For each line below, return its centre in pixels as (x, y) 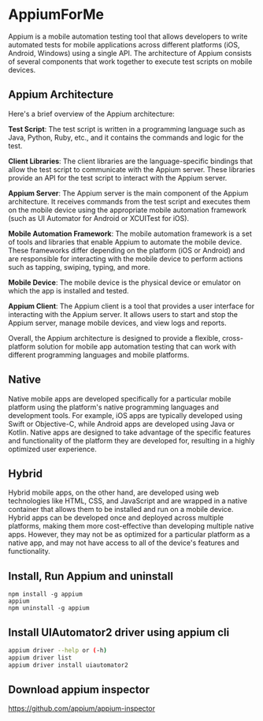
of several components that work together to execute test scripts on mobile (130, 62)
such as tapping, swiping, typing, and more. (80, 267)
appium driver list (40, 657)
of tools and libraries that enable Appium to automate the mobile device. (125, 241)
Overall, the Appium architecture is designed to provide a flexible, (114, 338)
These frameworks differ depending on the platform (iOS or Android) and (127, 250)
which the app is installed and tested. (69, 290)
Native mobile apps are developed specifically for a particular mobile (120, 398)
